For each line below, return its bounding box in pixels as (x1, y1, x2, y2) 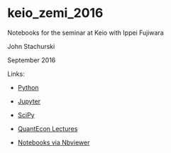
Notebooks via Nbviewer (17, 138, 90, 147)
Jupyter (17, 97, 41, 106)
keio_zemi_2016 (7, 5, 104, 21)
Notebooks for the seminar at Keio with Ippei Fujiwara (7, 28, 165, 37)
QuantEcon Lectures (17, 124, 78, 132)
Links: (7, 69, 25, 78)
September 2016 (7, 55, 56, 64)
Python (17, 83, 39, 91)
